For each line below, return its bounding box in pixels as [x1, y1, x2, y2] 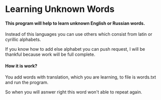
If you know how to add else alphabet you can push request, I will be [5, 46, 145, 52]
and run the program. [5, 79, 49, 85]
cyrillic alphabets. [5, 36, 41, 43]
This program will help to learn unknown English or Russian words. [5, 20, 145, 26]
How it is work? [5, 63, 38, 69]
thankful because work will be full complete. [5, 51, 96, 58]
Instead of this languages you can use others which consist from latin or [5, 31, 153, 37]
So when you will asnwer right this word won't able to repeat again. [5, 89, 142, 95]
